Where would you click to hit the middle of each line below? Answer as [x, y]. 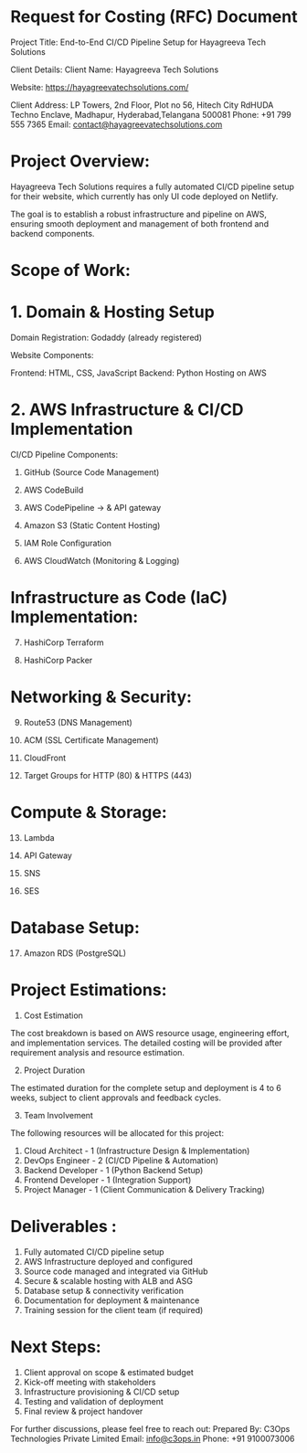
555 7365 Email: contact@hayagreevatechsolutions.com [116, 124]
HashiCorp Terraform [64, 642]
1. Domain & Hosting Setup [113, 312]
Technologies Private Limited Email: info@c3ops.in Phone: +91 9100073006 [153, 1438]
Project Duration [54, 1070]
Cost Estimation [53, 1015]
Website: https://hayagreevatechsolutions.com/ [100, 87]
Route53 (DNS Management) [78, 722]
